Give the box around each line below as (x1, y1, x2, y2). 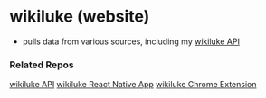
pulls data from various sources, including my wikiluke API (22, 36, 240, 47)
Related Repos (9, 58, 74, 71)
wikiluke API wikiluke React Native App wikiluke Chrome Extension (9, 79, 257, 90)
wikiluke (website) (9, 6, 150, 27)
